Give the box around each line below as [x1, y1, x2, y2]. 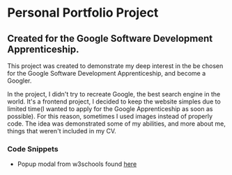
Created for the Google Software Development [7, 33, 213, 44]
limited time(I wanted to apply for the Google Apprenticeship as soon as [7, 105, 213, 112]
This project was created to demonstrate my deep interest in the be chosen [7, 62, 224, 70]
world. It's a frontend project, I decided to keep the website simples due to [7, 97, 221, 106]
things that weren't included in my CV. [7, 127, 116, 135]
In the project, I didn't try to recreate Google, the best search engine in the [7, 90, 221, 98]
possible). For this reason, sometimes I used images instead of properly [7, 112, 213, 120]
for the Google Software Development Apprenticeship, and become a [7, 69, 206, 77]
